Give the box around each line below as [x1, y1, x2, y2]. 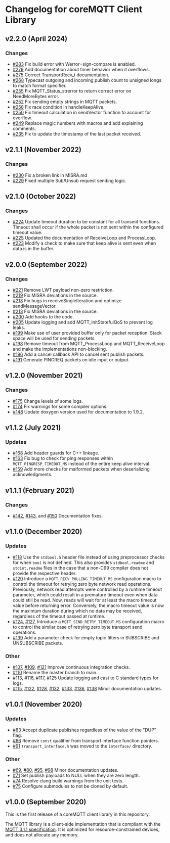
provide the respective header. [12, 570, 77, 576]
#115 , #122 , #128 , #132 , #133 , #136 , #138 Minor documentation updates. [12, 685, 162, 691]
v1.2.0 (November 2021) [5, 371, 83, 380]
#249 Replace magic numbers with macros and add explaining [12, 120, 143, 126]
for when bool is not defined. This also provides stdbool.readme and [12, 559, 154, 566]
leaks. [12, 324, 25, 331]
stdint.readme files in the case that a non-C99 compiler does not [12, 565, 148, 571]
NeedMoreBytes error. [12, 93, 60, 99]
